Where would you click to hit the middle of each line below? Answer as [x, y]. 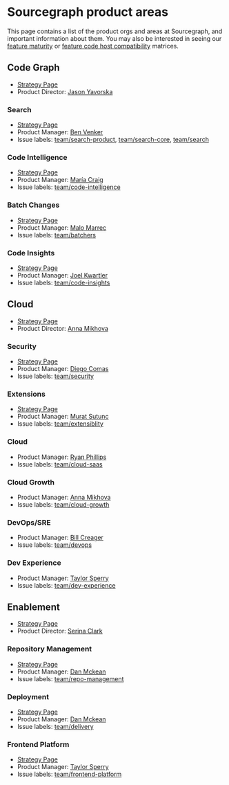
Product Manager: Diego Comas [63, 369]
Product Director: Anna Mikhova [63, 328]
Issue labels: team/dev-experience [66, 585]
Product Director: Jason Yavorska [65, 91]
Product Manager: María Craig [60, 180]
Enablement [33, 607]
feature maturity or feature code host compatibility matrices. [93, 46]
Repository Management [50, 649]
